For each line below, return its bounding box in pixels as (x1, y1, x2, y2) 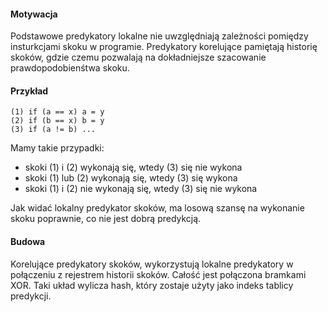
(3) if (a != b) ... (10, 125, 97, 135)
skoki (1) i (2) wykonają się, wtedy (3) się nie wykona (24, 161, 243, 174)
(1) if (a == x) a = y (10, 107, 105, 117)
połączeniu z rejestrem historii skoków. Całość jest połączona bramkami (10, 268, 307, 280)
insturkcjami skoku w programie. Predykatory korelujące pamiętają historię (10, 41, 318, 53)
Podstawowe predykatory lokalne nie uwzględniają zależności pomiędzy (10, 30, 309, 42)
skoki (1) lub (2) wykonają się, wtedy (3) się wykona (24, 172, 238, 184)
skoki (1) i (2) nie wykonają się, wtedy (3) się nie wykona (24, 183, 258, 195)
